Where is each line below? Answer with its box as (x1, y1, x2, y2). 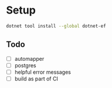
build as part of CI (14, 75, 59, 82)
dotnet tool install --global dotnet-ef (6, 23, 107, 29)
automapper (14, 55, 45, 62)
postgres (14, 61, 36, 69)
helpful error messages (14, 69, 72, 76)
